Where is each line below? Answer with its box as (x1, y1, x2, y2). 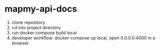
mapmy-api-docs (4, 3, 77, 15)
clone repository (11, 19, 45, 25)
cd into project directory (11, 24, 61, 30)
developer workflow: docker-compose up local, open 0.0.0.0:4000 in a (11, 35, 156, 41)
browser (11, 40, 29, 46)
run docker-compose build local (11, 30, 77, 35)
